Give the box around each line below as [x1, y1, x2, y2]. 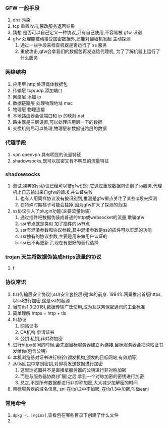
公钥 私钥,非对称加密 [20, 335, 63, 341]
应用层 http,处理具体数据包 [12, 81, 68, 87]
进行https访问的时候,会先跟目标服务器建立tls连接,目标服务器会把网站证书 [12, 342, 163, 348]
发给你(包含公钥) [12, 348, 47, 354]
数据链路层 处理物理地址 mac [12, 100, 73, 106]
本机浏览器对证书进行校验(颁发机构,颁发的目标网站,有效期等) [12, 354, 138, 360]
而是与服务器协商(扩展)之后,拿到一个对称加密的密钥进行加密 [20, 373, 144, 379]
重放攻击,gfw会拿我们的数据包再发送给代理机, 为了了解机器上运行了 [20, 48, 160, 55]
